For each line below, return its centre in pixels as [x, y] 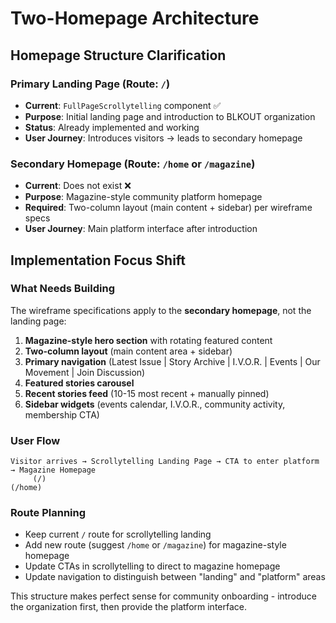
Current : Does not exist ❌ [78, 186]
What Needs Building [62, 289]
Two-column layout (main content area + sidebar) [128, 351]
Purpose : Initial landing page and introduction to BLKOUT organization [170, 116]
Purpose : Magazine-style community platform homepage [143, 197]
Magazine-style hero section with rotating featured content [148, 340]
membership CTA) [62, 414]
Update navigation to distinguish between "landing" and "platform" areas [175, 577]
